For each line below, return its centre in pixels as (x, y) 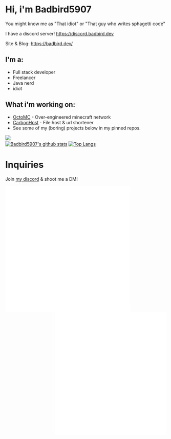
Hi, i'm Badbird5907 (49, 9)
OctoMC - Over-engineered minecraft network (62, 117)
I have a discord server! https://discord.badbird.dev (60, 33)
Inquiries (25, 165)
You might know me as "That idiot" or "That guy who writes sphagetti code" (85, 24)
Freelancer (24, 78)
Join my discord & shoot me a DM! (42, 179)
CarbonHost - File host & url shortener (53, 122)
